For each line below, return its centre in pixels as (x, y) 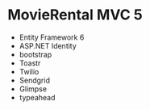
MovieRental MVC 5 (75, 15)
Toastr (30, 63)
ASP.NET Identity (48, 45)
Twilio (29, 71)
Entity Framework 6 (52, 37)
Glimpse (33, 89)
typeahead (37, 97)
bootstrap (35, 54)
